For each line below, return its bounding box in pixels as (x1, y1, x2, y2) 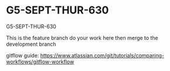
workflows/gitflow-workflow (6, 58, 74, 65)
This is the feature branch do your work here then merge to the (6, 34, 158, 41)
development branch (6, 40, 57, 48)
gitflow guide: (6, 52, 39, 59)
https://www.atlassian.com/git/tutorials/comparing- (40, 52, 165, 59)
